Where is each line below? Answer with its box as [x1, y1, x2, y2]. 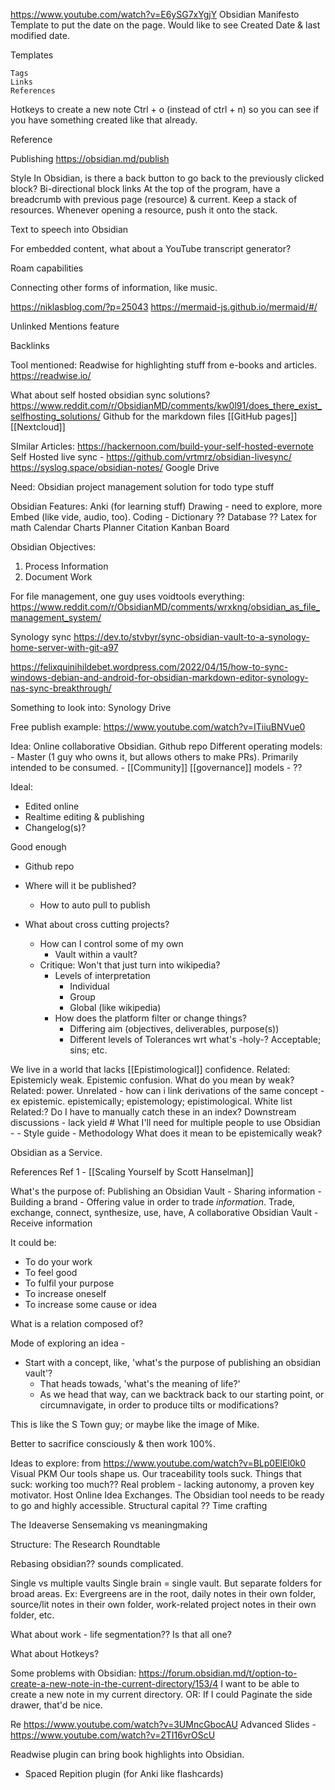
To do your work [24, 1256, 93, 1268]
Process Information [24, 560, 109, 572]
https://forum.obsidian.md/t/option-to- [138, 1667, 298, 1679]
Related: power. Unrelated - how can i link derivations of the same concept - [10, 1085, 325, 1096]
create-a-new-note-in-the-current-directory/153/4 [10, 1678, 219, 1689]
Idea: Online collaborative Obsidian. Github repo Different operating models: [10, 740, 323, 752]
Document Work [24, 571, 93, 583]
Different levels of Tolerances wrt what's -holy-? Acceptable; [69, 1034, 322, 1045]
